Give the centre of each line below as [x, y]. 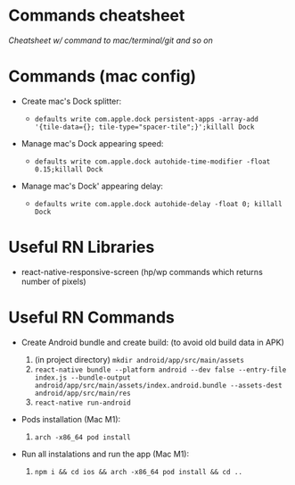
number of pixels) [53, 281]
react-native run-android [82, 403]
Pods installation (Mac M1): [71, 419]
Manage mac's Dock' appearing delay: [92, 186]
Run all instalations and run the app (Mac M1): [105, 454]
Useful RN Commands [92, 317]
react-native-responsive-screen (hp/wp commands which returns [142, 272]
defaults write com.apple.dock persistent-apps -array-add [147, 119]
